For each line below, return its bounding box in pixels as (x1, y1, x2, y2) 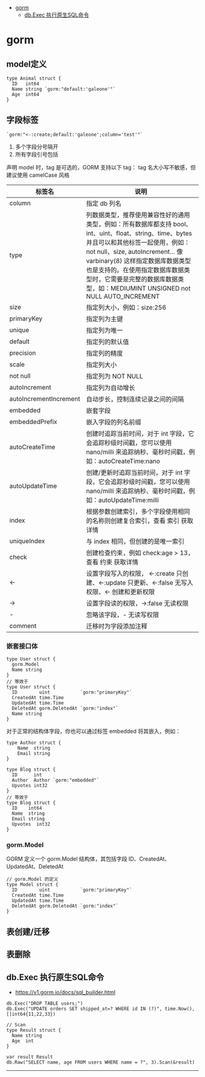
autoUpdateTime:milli (98, 495, 159, 504)
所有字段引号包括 (15, 150, 59, 158)
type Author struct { (6, 740, 62, 746)
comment (9, 621, 37, 630)
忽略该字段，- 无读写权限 (86, 610, 159, 619)
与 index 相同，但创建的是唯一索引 (86, 537, 185, 546)
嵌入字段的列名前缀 (86, 418, 142, 426)
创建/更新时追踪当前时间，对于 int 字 (86, 468, 191, 476)
